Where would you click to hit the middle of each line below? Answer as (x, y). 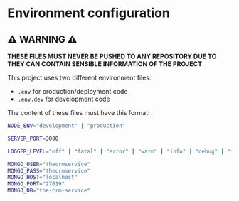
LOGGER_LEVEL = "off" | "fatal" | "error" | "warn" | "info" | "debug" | (116, 151)
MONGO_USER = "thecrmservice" (49, 164)
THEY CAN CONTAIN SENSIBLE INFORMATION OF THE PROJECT (105, 64)
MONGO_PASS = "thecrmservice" (49, 171)
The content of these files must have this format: (79, 113)
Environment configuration (89, 13)
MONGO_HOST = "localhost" (43, 178)
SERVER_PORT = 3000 (33, 138)
